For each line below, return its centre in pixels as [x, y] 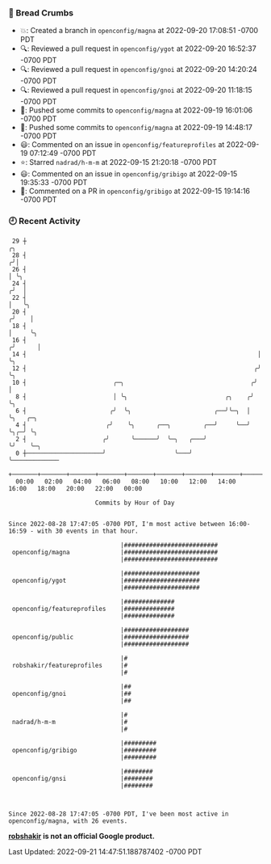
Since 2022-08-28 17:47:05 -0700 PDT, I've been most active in [119, 814]
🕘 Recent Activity [44, 221]
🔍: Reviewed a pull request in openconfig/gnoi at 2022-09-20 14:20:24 [139, 70]
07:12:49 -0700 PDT [63, 154]
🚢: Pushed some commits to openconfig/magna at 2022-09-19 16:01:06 [136, 110]
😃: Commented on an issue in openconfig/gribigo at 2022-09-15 [129, 174]
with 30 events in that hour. [88, 531]
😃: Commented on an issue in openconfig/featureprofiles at [122, 145]
